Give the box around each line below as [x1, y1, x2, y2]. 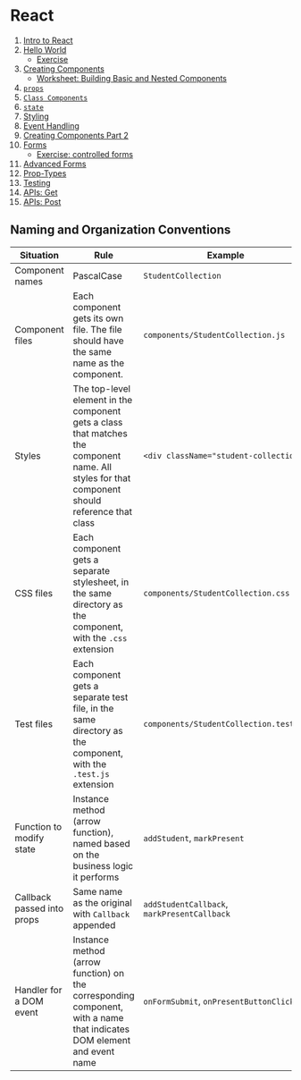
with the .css [72, 631, 128, 644]
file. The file [72, 323, 123, 335]
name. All [72, 460, 113, 473]
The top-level [72, 382, 131, 394]
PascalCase [72, 269, 123, 282]
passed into [14, 902, 64, 915]
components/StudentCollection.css [143, 587, 290, 598]
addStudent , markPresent [143, 831, 245, 844]
